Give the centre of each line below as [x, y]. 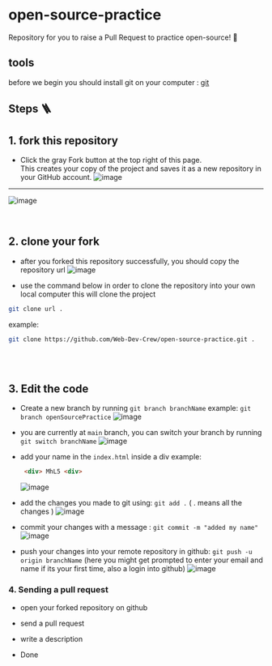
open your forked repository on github [84, 607]
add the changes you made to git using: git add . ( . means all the [131, 503]
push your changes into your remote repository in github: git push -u [136, 552]
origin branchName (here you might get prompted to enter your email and [141, 560]
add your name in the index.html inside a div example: [111, 457]
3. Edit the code [49, 388]
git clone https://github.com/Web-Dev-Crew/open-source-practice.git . [132, 339]
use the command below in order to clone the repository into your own [138, 285]
